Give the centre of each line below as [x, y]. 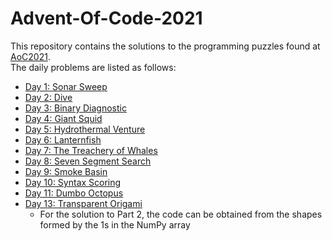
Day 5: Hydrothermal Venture [85, 129]
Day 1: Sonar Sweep [66, 86]
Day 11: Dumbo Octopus [74, 193]
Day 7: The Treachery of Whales [91, 150]
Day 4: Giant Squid [63, 118]
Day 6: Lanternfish [63, 139]
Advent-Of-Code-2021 [106, 18]
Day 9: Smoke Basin [66, 171]
